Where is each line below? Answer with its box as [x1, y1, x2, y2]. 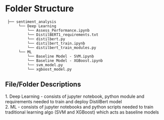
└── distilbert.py [27, 37, 65, 41]
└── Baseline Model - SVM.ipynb [27, 54, 94, 59]
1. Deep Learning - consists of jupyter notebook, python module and [5, 93, 145, 99]
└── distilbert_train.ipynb [27, 40, 85, 46]
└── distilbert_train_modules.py [27, 45, 97, 50]
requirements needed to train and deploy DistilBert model [5, 98, 122, 104]
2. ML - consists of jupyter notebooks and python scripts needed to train [5, 104, 154, 110]
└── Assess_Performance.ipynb [27, 28, 90, 33]
